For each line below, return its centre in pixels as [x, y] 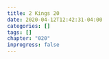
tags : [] [20, 32]
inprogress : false [33, 45]
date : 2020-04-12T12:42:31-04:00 [55, 20]
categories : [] [29, 26]
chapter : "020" [29, 39]
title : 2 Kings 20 [33, 13]
